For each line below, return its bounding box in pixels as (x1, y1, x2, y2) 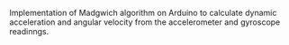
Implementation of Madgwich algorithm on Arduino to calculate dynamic (9, 8, 277, 18)
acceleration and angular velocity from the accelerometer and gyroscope (9, 17, 281, 27)
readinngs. (9, 26, 50, 36)
